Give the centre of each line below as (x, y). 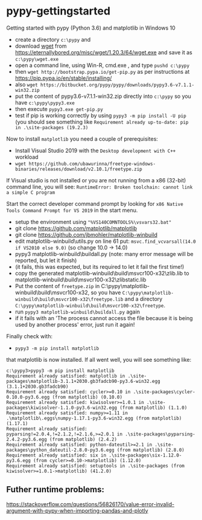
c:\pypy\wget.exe (37, 59)
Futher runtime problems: (55, 490)
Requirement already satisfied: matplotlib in (66, 376)
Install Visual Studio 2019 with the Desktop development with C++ (95, 150)
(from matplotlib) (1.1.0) (153, 408)
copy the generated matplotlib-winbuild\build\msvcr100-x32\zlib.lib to (102, 273)
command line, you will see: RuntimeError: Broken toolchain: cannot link (99, 187)
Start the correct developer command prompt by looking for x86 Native (95, 204)
